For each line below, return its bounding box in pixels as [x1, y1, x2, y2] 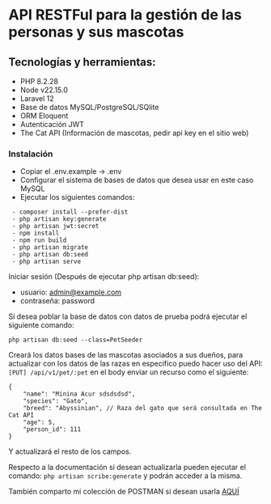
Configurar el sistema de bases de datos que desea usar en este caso [19, 176, 254, 185]
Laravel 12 [19, 94, 54, 103]
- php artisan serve [11, 257, 82, 266]
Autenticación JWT [19, 120, 85, 129]
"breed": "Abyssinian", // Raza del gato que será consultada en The [23, 404, 263, 413]
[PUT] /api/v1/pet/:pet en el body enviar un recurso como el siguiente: [8, 367, 249, 377]
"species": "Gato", [23, 397, 89, 405]
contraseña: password [19, 296, 95, 306]
